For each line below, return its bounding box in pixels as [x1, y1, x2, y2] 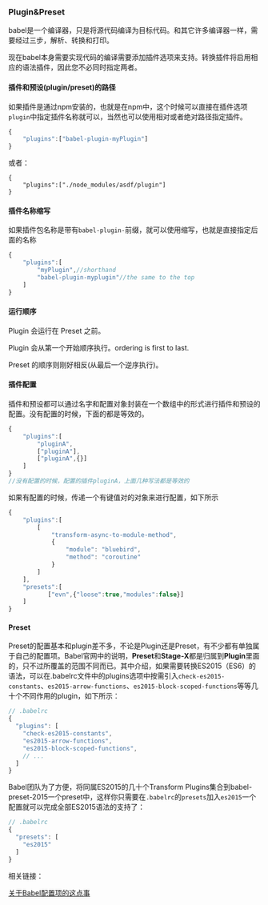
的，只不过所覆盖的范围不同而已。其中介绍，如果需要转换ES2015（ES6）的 [8, 661, 256, 671]
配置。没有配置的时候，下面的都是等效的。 [8, 409, 149, 418]
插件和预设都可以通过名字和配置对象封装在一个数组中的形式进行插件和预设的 [8, 398, 261, 408]
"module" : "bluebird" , [65, 546, 142, 554]
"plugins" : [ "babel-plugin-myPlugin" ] [22, 135, 149, 143]
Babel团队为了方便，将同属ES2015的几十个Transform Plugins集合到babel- [8, 783, 253, 792]
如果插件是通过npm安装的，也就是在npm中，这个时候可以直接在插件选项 [8, 102, 248, 111]
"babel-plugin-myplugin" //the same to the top [37, 273, 195, 282]
